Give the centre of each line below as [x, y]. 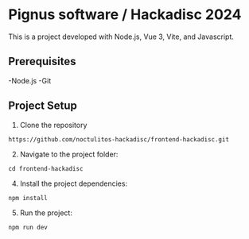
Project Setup [43, 106]
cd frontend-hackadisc [46, 168]
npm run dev [28, 227]
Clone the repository [53, 125]
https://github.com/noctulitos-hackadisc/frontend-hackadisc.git [119, 139]
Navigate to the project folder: [69, 154]
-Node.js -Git [30, 80]
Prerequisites [42, 62]
